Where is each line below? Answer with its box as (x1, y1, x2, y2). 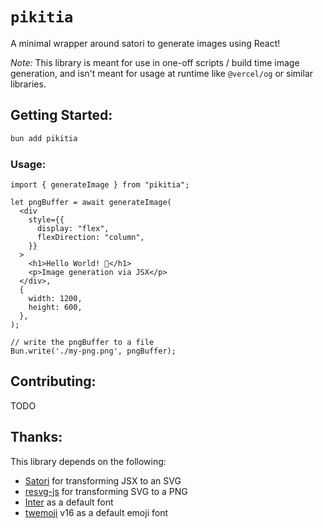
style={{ (28, 214, 65, 225)
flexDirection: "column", (36, 232, 145, 242)
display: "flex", (36, 223, 110, 233)
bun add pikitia (10, 133, 78, 143)
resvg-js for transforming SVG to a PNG (24, 485, 188, 497)
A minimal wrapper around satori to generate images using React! (10, 37, 281, 49)
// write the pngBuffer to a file (10, 337, 155, 347)
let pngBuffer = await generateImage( (10, 197, 172, 207)
